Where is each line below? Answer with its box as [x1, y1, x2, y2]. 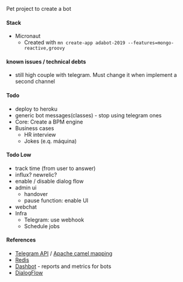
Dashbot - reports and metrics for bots [14, 263, 112, 270]
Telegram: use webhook [24, 216, 85, 223]
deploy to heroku [14, 105, 58, 113]
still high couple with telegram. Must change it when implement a [14, 71, 177, 79]
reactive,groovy [24, 45, 65, 51]
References [6, 236, 36, 244]
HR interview [24, 131, 56, 138]
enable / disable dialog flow [14, 177, 84, 185]
